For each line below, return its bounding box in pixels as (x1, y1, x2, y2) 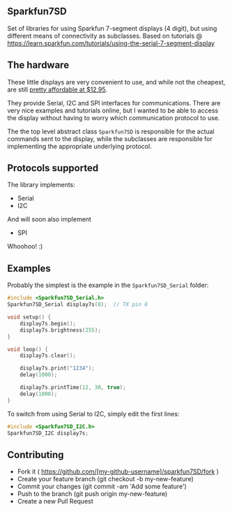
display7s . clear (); (20, 352, 77, 359)
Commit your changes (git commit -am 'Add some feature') (17, 482, 187, 491)
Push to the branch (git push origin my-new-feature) (17, 490, 168, 498)
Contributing (7, 448, 64, 460)
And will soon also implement (7, 215, 92, 224)
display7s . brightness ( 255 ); (20, 326, 101, 334)
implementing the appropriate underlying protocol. (7, 142, 152, 150)
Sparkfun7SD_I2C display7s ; (7, 430, 89, 437)
